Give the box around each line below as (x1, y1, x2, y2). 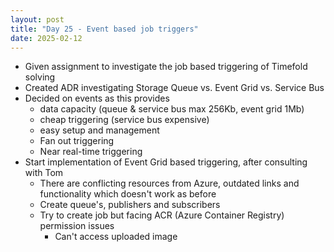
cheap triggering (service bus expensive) (39, 114, 210, 126)
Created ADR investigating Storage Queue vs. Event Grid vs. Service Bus (24, 82, 325, 94)
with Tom (24, 167, 64, 179)
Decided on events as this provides (24, 92, 170, 105)
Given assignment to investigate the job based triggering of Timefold (24, 61, 308, 73)
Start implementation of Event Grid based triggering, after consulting (24, 156, 308, 168)
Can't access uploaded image (54, 231, 178, 243)
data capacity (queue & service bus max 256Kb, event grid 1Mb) (39, 103, 305, 115)
